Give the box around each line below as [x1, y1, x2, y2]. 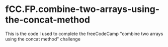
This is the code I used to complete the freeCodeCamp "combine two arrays [5, 30, 163, 36]
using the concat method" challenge [5, 36, 80, 42]
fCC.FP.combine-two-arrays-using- [5, 3, 160, 15]
